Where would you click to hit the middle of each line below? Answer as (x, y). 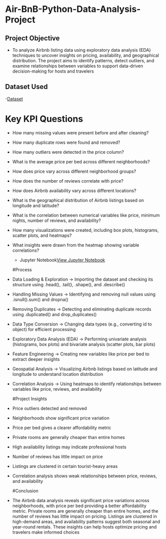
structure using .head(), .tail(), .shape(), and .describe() (69, 284)
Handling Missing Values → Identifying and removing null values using (84, 294)
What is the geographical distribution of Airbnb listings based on (78, 200)
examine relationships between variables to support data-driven (78, 66)
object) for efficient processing (44, 329)
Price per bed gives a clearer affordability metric (62, 428)
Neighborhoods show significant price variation (61, 418)
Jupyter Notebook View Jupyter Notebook (62, 260)
